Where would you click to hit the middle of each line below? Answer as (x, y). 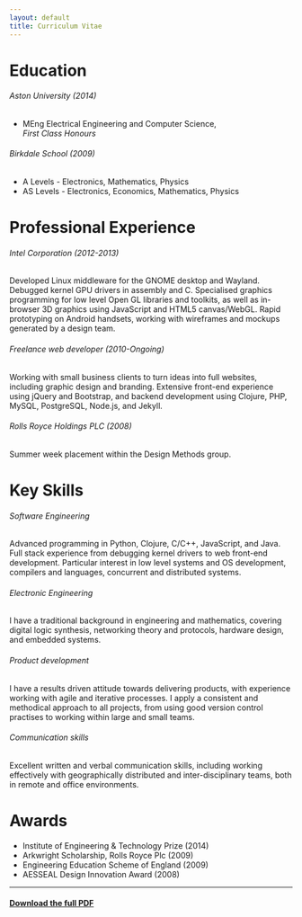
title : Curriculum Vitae (56, 26)
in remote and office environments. (74, 784)
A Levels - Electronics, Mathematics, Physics (106, 182)
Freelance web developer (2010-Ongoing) (87, 349)
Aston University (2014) (53, 96)
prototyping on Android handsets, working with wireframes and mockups (145, 319)
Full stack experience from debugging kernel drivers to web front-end (138, 553)
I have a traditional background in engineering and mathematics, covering (146, 620)
